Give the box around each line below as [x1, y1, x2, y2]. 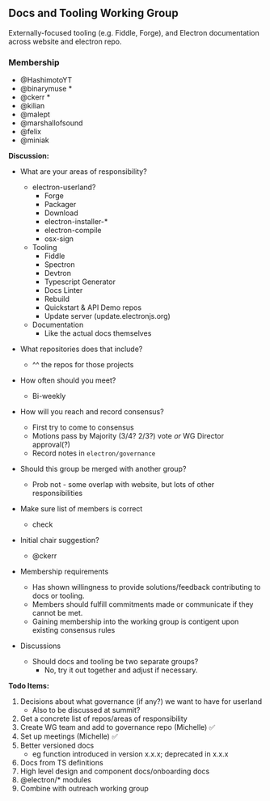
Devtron [44, 269, 71, 278]
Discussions [19, 641, 61, 651]
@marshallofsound [19, 118, 83, 128]
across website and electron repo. [8, 36, 123, 46]
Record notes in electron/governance [32, 448, 156, 458]
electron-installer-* [44, 217, 108, 227]
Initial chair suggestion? [19, 536, 99, 545]
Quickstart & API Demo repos [44, 303, 142, 312]
